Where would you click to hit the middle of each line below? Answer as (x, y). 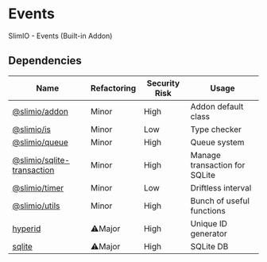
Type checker (216, 129)
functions (208, 210)
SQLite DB (209, 246)
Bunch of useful (220, 201)
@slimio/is (32, 129)
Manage (205, 155)
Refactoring (113, 88)
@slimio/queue (41, 142)
